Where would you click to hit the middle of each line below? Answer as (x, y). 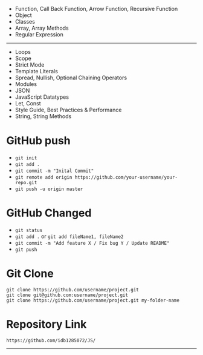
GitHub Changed (49, 213)
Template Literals (37, 71)
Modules (26, 84)
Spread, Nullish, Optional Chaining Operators (71, 78)
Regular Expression (39, 35)
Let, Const (28, 103)
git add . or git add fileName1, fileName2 (69, 236)
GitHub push (38, 141)
